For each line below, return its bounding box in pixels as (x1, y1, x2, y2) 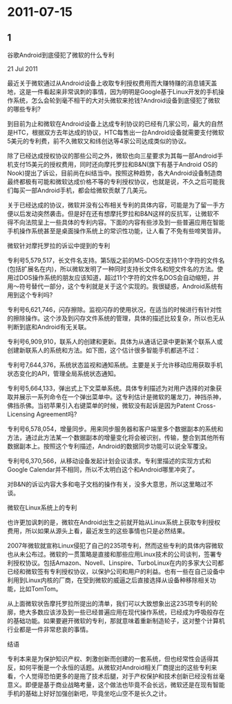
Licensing (7, 410, 35, 418)
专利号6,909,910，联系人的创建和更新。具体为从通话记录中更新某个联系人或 (7, 337, 223, 346)
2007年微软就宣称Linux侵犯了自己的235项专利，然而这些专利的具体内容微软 (7, 541, 224, 550)
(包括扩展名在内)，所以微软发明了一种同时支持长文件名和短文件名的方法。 (7, 265, 217, 273)
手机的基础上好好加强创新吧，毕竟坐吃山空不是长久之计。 (7, 689, 171, 697)
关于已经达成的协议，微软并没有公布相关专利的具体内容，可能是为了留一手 (7, 201, 219, 209)
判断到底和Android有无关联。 (7, 323, 90, 331)
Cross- (196, 402, 216, 409)
